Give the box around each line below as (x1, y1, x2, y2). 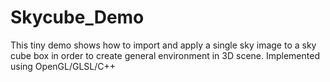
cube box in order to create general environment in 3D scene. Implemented (10, 49, 320, 61)
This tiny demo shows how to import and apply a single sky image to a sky (10, 39, 317, 51)
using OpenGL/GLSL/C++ (10, 60, 117, 72)
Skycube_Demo (10, 6, 145, 29)
